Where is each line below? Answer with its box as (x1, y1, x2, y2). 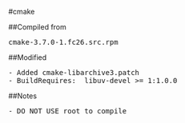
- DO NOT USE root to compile (8, 107, 127, 115)
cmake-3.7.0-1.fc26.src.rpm (8, 38, 119, 46)
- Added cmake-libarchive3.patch (8, 68, 140, 77)
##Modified (8, 53, 47, 62)
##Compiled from (8, 22, 66, 31)
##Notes (8, 91, 38, 101)
